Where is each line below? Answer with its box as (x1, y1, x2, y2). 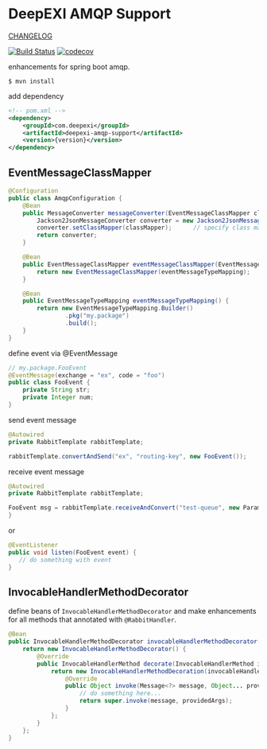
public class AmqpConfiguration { (8, 194, 123, 202)
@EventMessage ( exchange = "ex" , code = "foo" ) (8, 371, 165, 379)
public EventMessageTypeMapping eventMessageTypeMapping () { (22, 297, 229, 305)
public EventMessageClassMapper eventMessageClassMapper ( (22, 260, 219, 268)
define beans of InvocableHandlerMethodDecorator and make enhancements (8, 607, 257, 616)
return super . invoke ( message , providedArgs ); (79, 697, 233, 705)
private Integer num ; (22, 393, 94, 402)
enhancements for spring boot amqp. (8, 61, 130, 72)
